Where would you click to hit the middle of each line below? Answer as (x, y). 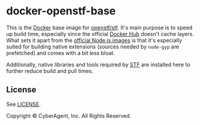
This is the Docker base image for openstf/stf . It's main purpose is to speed (99, 28)
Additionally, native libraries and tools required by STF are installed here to (98, 65)
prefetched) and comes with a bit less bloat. (61, 53)
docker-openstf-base (61, 11)
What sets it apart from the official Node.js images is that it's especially (94, 40)
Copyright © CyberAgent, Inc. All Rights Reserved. (69, 115)
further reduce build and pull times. (50, 71)
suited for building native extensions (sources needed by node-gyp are (93, 47)
